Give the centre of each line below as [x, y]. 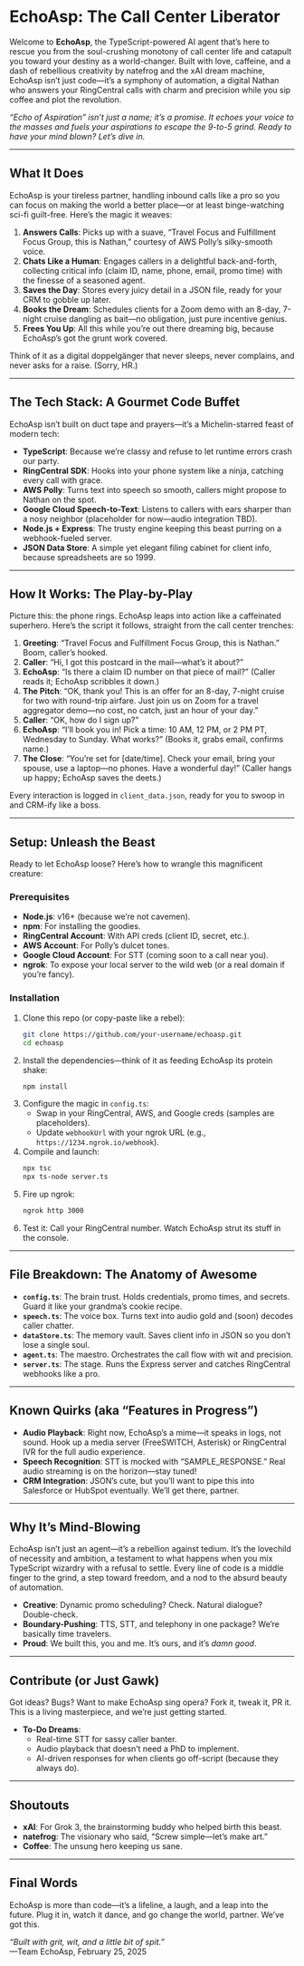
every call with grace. [63, 480]
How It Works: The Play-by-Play [101, 594]
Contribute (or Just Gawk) [85, 1680]
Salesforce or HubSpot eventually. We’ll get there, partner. [131, 1490]
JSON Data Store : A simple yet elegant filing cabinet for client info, [147, 547]
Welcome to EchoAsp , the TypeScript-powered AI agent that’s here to [139, 42]
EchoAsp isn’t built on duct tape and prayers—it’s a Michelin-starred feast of [152, 424]
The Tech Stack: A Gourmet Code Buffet [125, 402]
